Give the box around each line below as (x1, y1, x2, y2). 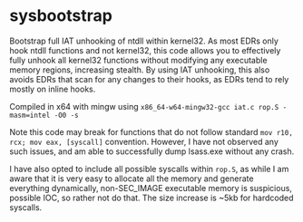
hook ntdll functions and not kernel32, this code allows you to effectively (9, 44, 281, 55)
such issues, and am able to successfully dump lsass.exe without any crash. (9, 146, 295, 157)
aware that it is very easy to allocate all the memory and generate (9, 173, 254, 184)
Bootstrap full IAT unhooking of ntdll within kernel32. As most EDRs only (9, 35, 279, 46)
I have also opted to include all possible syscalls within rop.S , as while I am (9, 163, 289, 174)
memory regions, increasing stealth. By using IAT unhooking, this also (9, 64, 270, 75)
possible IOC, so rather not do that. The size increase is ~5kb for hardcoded (9, 192, 294, 203)
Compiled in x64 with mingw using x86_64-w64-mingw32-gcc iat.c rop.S (9, 101, 279, 111)
